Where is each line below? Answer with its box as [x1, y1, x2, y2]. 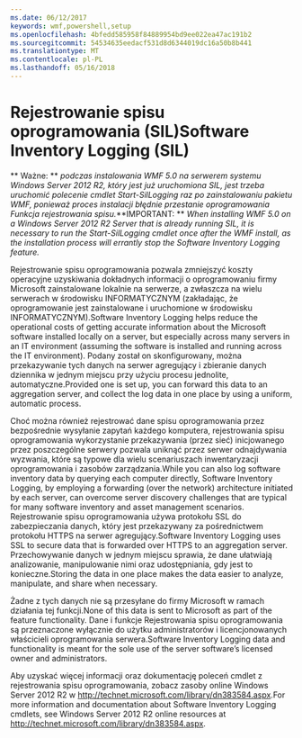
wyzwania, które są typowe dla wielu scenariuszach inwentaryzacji [10, 454, 259, 464]
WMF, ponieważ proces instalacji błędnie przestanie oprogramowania [10, 199, 271, 210]
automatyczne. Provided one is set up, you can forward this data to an [10, 379, 268, 390]
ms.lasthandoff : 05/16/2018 [10, 64, 116, 73]
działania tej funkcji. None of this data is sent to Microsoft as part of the [10, 605, 273, 616]
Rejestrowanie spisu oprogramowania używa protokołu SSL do [10, 510, 242, 522]
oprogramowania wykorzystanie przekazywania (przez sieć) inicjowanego [10, 434, 285, 445]
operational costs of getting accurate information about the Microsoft [10, 321, 267, 332]
